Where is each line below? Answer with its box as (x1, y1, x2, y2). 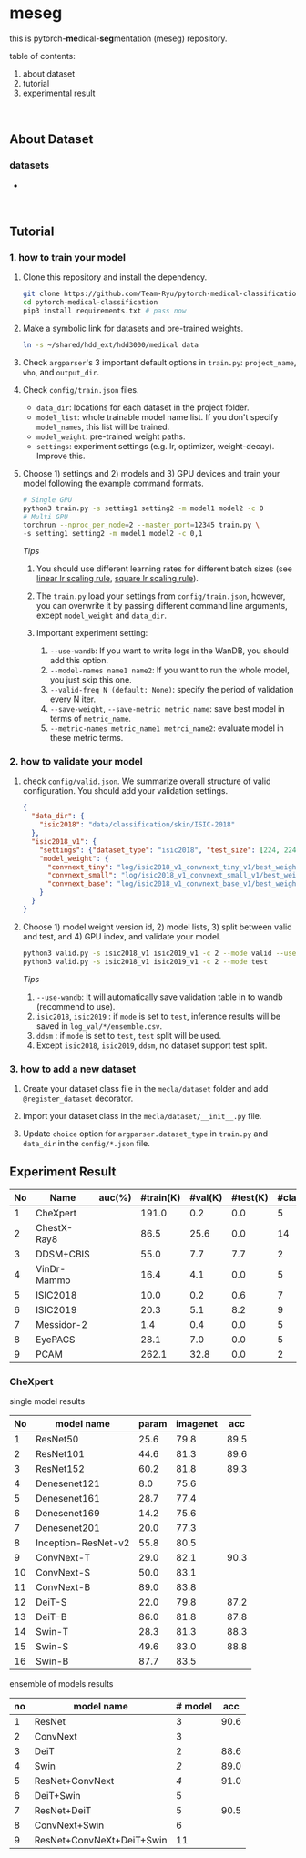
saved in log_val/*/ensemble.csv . (36, 1020, 163, 1032)
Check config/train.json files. (22, 384, 139, 395)
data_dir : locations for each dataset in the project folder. (36, 402, 250, 413)
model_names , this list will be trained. (36, 421, 170, 432)
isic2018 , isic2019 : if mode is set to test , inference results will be (36, 1011, 281, 1021)
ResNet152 (36, 1463, 85, 1475)
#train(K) (140, 1191, 181, 1204)
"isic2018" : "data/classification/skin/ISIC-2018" (39, 820, 236, 829)
